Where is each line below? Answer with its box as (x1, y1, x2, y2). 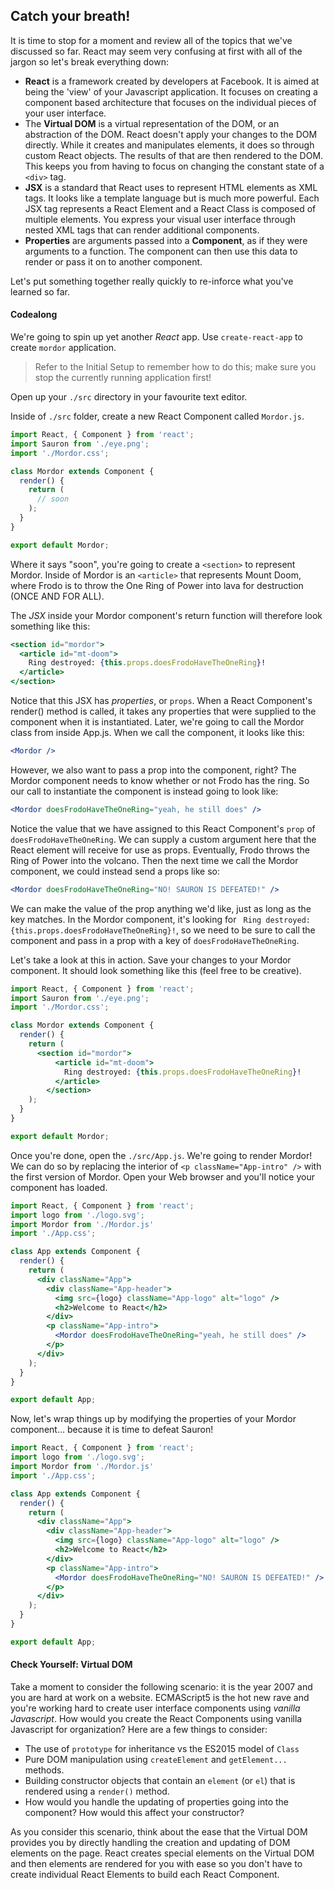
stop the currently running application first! (34, 372, 212, 384)
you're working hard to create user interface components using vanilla (10, 1702, 301, 1714)
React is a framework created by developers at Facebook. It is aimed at (24, 75, 320, 87)
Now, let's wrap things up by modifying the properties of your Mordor (10, 1413, 297, 1425)
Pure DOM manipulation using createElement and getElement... (24, 1753, 288, 1765)
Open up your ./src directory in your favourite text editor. (10, 391, 248, 403)
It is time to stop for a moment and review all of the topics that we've (10, 34, 293, 46)
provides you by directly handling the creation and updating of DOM (10, 1836, 291, 1848)
